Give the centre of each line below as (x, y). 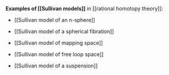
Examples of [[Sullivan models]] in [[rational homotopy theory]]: (84, 9)
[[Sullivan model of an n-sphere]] (54, 20)
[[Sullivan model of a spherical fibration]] (64, 31)
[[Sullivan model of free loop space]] (59, 54)
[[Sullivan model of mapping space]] (58, 43)
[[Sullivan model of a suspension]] (56, 66)
